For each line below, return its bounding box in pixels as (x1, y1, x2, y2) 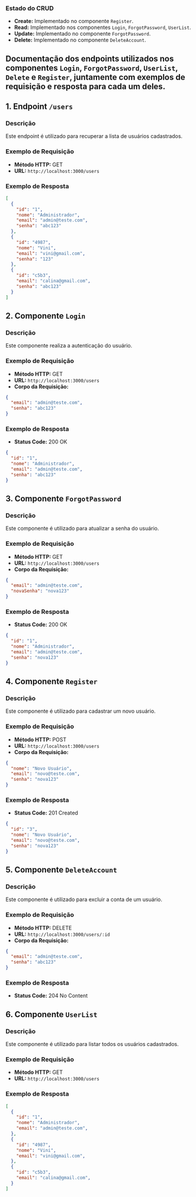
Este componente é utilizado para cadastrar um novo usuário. (5, 707, 156, 715)
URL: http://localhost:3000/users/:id (14, 931, 110, 938)
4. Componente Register (5, 677, 98, 687)
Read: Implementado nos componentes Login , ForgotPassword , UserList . (14, 24, 191, 31)
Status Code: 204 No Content (14, 992, 88, 999)
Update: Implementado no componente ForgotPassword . (14, 30, 151, 37)
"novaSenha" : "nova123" (11, 588, 69, 594)
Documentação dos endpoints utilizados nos (5, 53, 174, 63)
